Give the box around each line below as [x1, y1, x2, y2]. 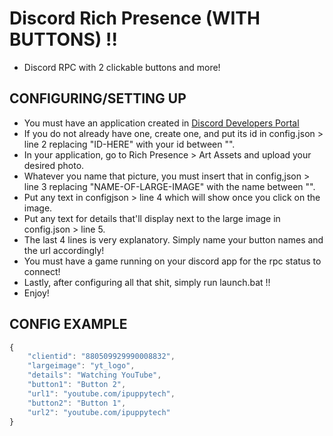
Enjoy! [23, 287, 50, 299]
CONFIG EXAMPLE [9, 316, 128, 333]
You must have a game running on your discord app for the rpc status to [23, 255, 322, 267]
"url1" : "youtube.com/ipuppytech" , [27, 388, 176, 399]
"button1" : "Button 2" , [27, 380, 127, 390]
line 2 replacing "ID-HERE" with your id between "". [23, 138, 236, 150]
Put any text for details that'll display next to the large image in [23, 212, 281, 224]
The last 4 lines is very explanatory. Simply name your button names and [23, 233, 324, 246]
